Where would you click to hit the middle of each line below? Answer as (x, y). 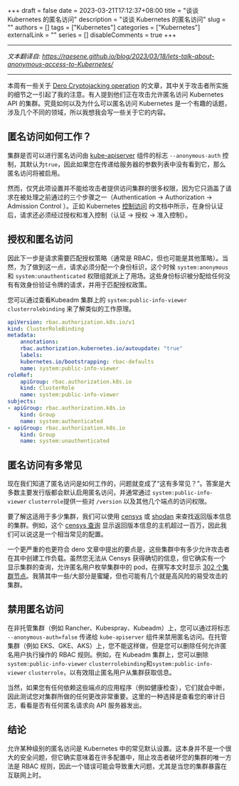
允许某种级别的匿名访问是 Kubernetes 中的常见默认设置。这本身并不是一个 (116, 748)
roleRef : (20, 375)
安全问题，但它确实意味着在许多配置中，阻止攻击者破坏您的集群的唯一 (122, 757)
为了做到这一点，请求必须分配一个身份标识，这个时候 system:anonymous (124, 267)
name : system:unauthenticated (65, 441)
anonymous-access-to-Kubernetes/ (60, 64)
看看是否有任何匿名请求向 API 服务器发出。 (83, 705)
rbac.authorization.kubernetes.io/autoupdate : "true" (101, 349)
